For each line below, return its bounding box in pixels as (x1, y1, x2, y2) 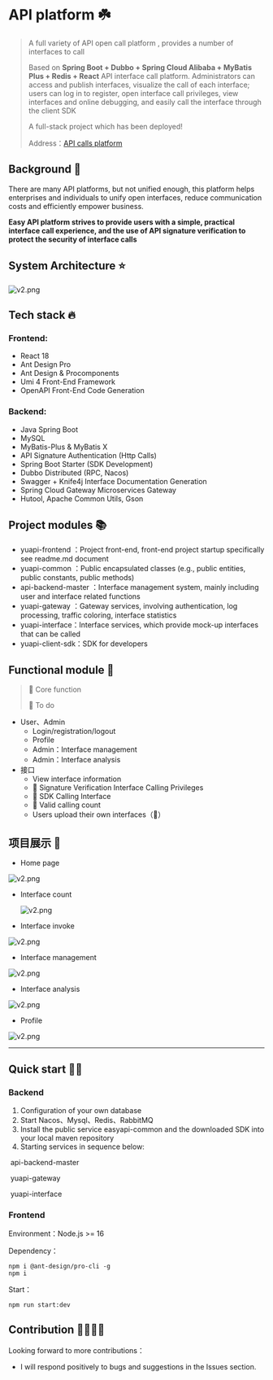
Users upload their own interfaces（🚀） (32, 810, 166, 819)
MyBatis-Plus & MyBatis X (19, 442, 108, 452)
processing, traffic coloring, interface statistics (19, 610, 177, 620)
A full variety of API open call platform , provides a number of (28, 37, 234, 48)
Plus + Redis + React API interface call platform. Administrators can (28, 71, 256, 81)
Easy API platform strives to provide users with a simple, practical (8, 216, 236, 227)
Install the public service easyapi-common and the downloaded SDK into (19, 1124, 265, 1134)
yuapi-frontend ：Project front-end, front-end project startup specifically (19, 545, 265, 555)
